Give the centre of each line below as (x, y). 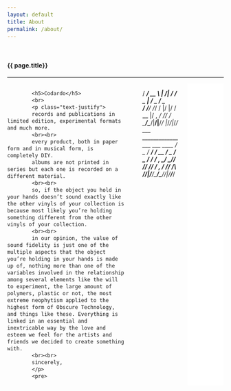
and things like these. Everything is (63, 314)
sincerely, (47, 362)
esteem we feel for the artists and (59, 334)
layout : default (30, 14)
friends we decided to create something (66, 341)
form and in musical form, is (51, 148)
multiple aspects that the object (57, 252)
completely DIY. (30, 155)
